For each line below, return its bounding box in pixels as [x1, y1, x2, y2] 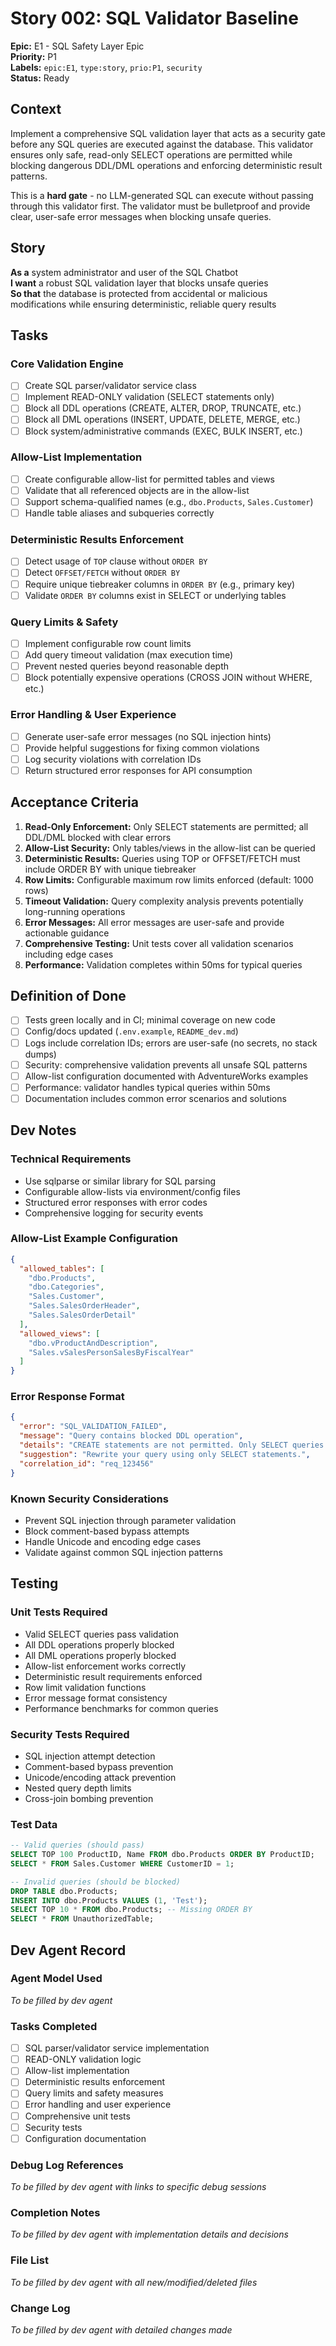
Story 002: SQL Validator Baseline [10, 7, 299, 30]
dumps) [24, 1048, 57, 1060]
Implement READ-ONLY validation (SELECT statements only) [24, 391, 275, 403]
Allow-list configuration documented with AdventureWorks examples [24, 1070, 309, 1082]
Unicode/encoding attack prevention [24, 1771, 177, 1783]
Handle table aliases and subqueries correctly [24, 507, 215, 519]
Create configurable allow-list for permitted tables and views [24, 473, 275, 485]
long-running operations [24, 905, 126, 917]
